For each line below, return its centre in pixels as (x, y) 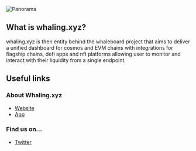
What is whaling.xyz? (46, 27)
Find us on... (24, 129)
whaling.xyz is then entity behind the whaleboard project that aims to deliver (98, 42)
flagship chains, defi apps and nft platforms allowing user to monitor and (94, 54)
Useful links (28, 79)
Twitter (23, 142)
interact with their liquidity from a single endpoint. (66, 60)
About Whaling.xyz (34, 95)
